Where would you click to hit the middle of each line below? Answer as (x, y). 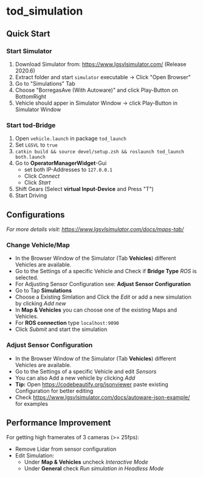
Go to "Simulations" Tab (45, 83)
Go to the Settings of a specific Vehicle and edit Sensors (86, 371)
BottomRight (31, 96)
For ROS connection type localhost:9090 (67, 323)
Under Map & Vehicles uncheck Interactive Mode (86, 462)
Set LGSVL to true (36, 145)
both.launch (30, 157)
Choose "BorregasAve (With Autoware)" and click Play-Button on (96, 90)
